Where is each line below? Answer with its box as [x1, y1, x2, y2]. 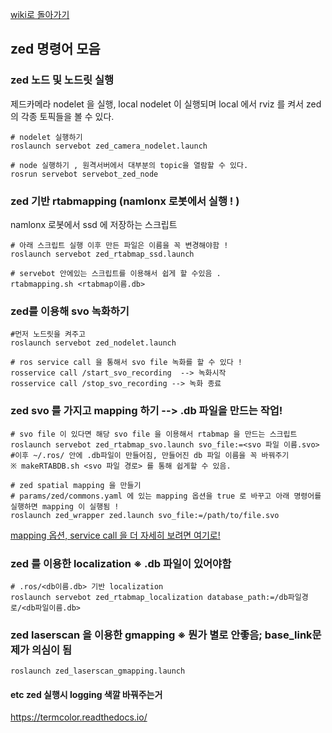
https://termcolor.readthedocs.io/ [10, 711, 148, 723]
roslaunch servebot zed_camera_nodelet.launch [10, 141, 208, 151]
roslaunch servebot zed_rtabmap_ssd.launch [10, 249, 195, 259]
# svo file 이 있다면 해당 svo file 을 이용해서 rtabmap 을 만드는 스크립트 [10, 429, 298, 439]
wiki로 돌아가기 [10, 9, 70, 20]
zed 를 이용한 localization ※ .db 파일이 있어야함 [10, 556, 232, 570]
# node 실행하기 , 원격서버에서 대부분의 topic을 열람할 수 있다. [10, 160, 249, 170]
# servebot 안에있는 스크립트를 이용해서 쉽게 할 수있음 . [10, 268, 222, 278]
